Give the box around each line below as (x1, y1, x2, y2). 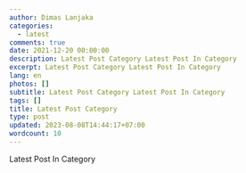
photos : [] (9, 79, 50, 88)
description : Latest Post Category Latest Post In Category (9, 54, 238, 63)
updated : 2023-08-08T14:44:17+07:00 (9, 121, 145, 130)
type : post (9, 112, 50, 121)
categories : (9, 21, 53, 30)
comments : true (9, 37, 66, 47)
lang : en (9, 71, 42, 80)
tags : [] (9, 95, 42, 105)
